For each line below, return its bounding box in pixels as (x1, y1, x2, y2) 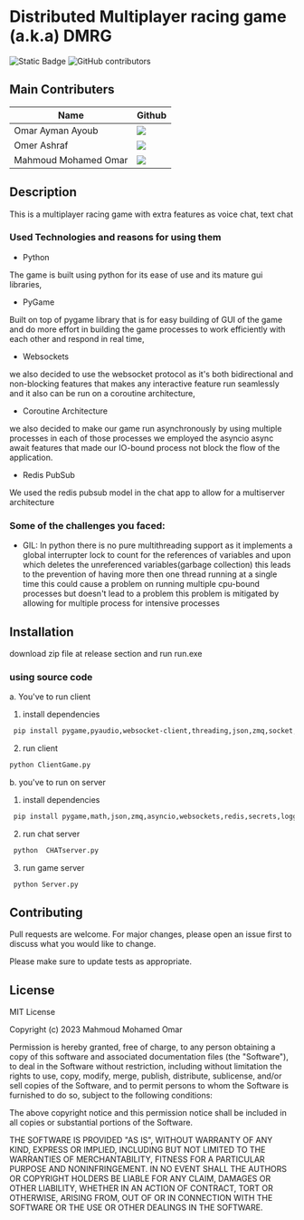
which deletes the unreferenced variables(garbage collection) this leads (22, 560, 291, 571)
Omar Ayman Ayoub (14, 124, 99, 137)
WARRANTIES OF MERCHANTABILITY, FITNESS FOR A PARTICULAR (9, 1154, 265, 1165)
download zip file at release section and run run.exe (9, 648, 203, 659)
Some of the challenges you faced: (9, 519, 166, 532)
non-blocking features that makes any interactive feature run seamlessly (9, 378, 280, 389)
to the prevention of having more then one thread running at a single (22, 569, 278, 580)
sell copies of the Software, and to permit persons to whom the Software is (9, 1080, 290, 1091)
